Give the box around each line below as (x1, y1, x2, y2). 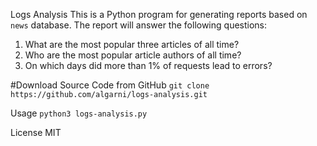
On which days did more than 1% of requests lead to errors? (24, 60, 273, 71)
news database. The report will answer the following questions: (10, 19, 268, 31)
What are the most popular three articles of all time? (24, 39, 240, 50)
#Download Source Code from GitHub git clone (10, 79, 210, 91)
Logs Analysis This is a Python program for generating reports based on (10, 9, 308, 20)
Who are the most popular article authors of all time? (24, 49, 242, 61)
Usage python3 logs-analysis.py (10, 107, 148, 119)
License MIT (10, 127, 62, 138)
